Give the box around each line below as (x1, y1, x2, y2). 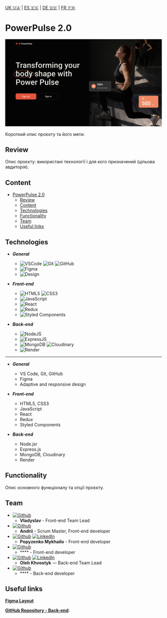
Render (19, 457, 35, 463)
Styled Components (19, 421, 61, 427)
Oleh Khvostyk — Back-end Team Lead (19, 560, 102, 566)
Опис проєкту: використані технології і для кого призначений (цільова (5, 159, 155, 165)
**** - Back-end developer (19, 570, 75, 576)
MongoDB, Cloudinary (19, 451, 66, 457)
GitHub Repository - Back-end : (5, 608, 70, 614)
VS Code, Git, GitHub (19, 371, 63, 377)
